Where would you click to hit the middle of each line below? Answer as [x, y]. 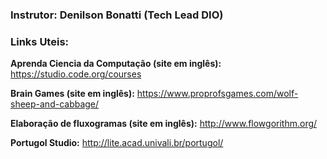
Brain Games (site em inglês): [72, 94]
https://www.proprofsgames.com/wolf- [217, 94]
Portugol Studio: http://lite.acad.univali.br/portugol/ [117, 143]
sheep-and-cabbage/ [55, 104]
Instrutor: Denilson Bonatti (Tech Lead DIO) [117, 15]
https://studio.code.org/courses [76, 74]
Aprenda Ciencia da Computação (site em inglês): [116, 64]
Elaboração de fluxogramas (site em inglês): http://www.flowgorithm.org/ [164, 124]
